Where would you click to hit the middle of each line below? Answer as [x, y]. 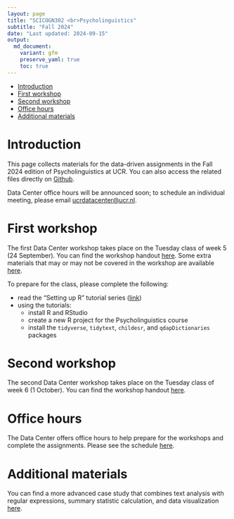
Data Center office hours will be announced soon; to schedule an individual [116, 192]
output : [19, 40]
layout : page [26, 14]
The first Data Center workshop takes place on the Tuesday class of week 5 [117, 248]
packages [42, 335]
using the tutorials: [44, 305]
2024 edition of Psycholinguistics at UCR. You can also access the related [115, 171]
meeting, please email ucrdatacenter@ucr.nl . [72, 200]
